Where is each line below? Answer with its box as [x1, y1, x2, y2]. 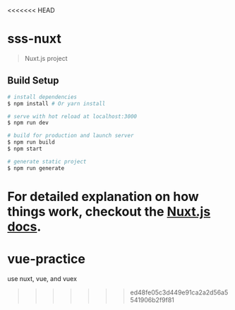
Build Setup [7, 74, 59, 87]
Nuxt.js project [24, 54, 68, 62]
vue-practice [7, 251, 86, 267]
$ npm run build [7, 139, 55, 146]
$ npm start [7, 145, 42, 152]
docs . [7, 219, 42, 234]
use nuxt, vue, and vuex [7, 274, 78, 282]
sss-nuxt [7, 31, 61, 47]
